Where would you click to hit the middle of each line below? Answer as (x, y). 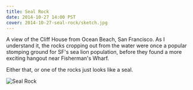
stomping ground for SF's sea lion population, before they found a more (94, 52)
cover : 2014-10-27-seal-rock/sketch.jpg (57, 22)
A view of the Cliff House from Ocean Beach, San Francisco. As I (85, 40)
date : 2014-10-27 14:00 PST (41, 17)
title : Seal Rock (28, 12)
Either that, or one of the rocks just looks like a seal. (70, 70)
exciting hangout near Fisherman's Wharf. (57, 58)
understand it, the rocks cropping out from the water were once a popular (96, 46)
